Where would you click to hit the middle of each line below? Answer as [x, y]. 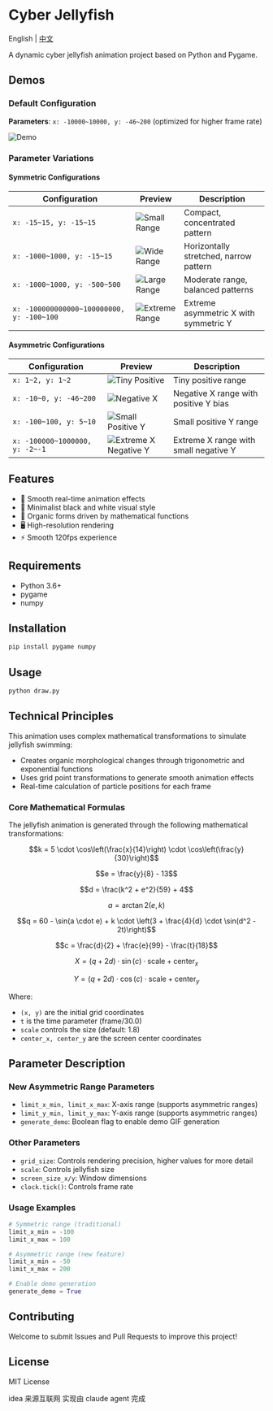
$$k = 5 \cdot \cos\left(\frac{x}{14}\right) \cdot [108, 849]
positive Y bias [201, 403]
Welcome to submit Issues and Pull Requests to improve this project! [123, 1336]
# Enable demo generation [52, 1284]
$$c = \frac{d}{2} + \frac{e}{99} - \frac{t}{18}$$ [136, 945]
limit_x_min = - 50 [39, 1261]
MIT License [29, 1381]
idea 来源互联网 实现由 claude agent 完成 [77, 1398]
